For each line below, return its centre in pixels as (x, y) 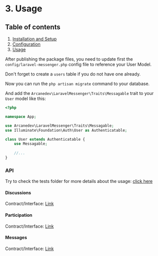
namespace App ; (21, 117)
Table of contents (33, 27)
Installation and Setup (34, 39)
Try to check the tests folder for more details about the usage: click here (79, 181)
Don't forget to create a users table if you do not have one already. (73, 74)
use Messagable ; (31, 144)
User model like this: (26, 98)
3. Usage (24, 9)
